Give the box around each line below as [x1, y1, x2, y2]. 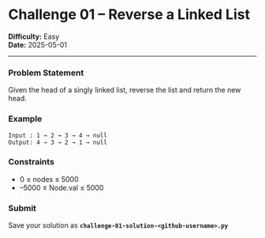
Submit [8, 202, 37, 213]
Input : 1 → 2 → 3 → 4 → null [8, 131, 108, 139]
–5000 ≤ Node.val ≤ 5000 [19, 183, 104, 192]
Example [8, 113, 43, 124]
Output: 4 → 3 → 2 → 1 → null [8, 138, 108, 146]
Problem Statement [8, 67, 84, 78]
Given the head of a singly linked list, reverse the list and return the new [8, 85, 241, 95]
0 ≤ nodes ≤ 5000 [19, 174, 79, 183]
